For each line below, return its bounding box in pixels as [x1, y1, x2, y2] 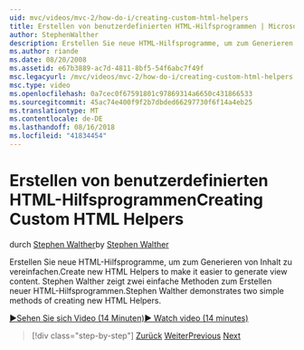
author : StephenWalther [9, 30, 100, 39]
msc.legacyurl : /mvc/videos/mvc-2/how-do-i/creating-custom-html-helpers [9, 73, 294, 82]
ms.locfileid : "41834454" [9, 131, 107, 141]
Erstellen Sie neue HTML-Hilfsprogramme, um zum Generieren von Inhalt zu [9, 256, 292, 267]
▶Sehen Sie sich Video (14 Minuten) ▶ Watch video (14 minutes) [9, 312, 249, 323]
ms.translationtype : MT [9, 106, 100, 115]
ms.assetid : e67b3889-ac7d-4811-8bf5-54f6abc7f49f [9, 64, 204, 73]
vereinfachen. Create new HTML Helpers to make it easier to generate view [9, 266, 288, 277]
